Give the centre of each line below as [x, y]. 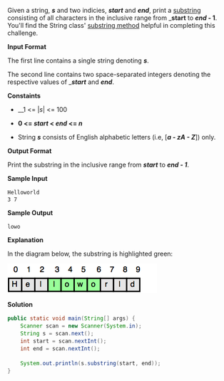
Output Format [30, 151]
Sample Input [27, 178]
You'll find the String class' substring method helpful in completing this [111, 25]
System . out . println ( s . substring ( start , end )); [91, 364]
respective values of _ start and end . [61, 82]
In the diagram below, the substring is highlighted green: [90, 254]
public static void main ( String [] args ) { [71, 318]
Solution [20, 304]
